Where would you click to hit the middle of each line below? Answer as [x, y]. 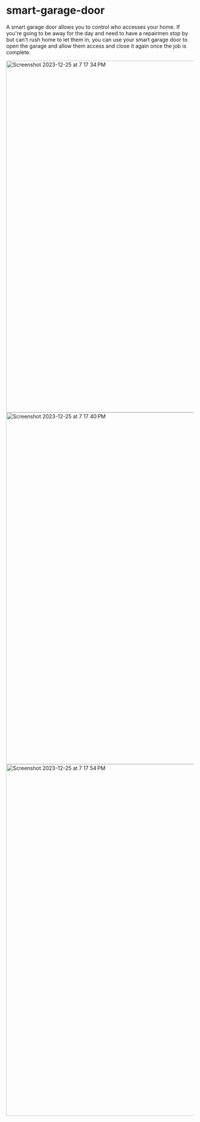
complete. [18, 52]
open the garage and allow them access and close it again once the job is [96, 46]
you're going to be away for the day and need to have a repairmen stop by [97, 33]
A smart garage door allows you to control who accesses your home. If [93, 27]
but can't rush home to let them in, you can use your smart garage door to [97, 39]
